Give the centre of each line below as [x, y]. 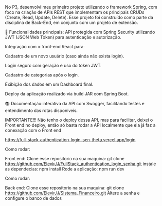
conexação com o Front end [33, 130]
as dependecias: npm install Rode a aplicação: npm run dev [65, 169]
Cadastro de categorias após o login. [42, 75]
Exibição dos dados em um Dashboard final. [49, 84]
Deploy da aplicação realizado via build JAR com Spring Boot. [67, 94]
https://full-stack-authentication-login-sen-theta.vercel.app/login [70, 140]
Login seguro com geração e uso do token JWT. [54, 66]
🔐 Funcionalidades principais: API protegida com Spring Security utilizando [80, 32]
